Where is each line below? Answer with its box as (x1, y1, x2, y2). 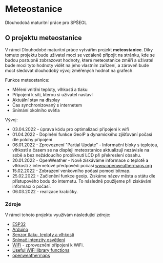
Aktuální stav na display (12, 97, 60, 103)
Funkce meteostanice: (5, 77, 50, 83)
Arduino (12, 226, 28, 233)
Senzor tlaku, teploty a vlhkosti (12, 232, 75, 238)
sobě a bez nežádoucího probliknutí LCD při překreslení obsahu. (12, 152, 142, 158)
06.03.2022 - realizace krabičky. (12, 188, 78, 194)
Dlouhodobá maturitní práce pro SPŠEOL (5, 20, 87, 25)
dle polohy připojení (12, 136, 53, 142)
